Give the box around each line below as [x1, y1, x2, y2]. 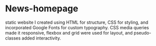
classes [5, 35, 21, 41]
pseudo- [133, 30, 152, 36]
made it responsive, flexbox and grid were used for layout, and [5, 30, 133, 36]
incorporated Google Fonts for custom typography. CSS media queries [5, 24, 150, 30]
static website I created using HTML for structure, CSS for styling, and [5, 19, 149, 25]
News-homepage [5, 3, 78, 14]
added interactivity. [21, 35, 61, 41]
